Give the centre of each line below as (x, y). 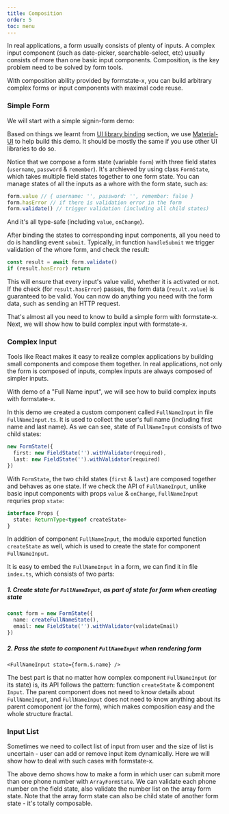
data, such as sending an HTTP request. (64, 304)
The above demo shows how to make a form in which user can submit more (114, 774)
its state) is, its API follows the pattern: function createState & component (111, 685)
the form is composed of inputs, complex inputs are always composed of (110, 371)
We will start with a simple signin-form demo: (71, 120)
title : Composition (35, 13)
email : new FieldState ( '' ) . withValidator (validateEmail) (96, 626)
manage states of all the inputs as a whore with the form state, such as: (108, 183)
